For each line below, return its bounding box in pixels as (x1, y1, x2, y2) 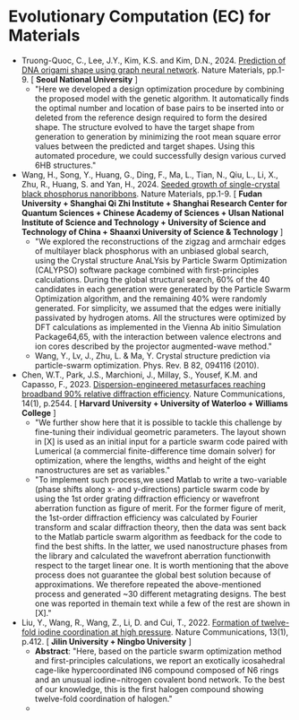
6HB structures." (34, 160, 97, 170)
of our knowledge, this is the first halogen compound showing (34, 683, 264, 694)
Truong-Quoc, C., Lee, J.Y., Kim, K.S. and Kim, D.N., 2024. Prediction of (21, 55, 286, 65)
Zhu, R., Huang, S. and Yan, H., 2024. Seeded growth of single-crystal (21, 178, 280, 189)
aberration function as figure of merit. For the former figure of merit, (34, 502, 286, 513)
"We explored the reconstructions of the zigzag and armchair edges (34, 236, 286, 247)
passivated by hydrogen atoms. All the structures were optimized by (34, 312, 286, 323)
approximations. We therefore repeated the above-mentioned (34, 578, 261, 589)
